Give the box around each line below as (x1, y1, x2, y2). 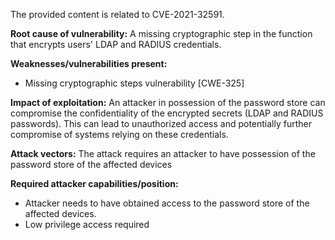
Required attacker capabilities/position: (10, 178, 179, 189)
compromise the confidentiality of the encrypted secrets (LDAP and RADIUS (10, 107, 324, 119)
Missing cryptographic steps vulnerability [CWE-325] (24, 77, 245, 89)
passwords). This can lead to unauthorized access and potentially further (10, 118, 312, 129)
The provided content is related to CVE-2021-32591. (10, 9, 225, 20)
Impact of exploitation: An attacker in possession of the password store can (10, 97, 326, 108)
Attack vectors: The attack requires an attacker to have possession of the (10, 148, 316, 159)
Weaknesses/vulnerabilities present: (10, 58, 168, 69)
